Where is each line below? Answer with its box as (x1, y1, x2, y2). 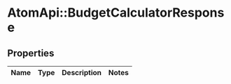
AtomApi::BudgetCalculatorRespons (7, 5, 225, 21)
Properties (7, 47, 55, 59)
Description (62, 68, 101, 77)
